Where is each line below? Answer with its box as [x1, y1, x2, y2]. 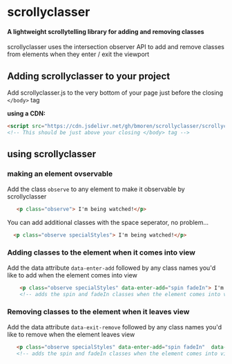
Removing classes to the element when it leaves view [7, 307, 190, 317]
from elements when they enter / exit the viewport [7, 50, 150, 59]
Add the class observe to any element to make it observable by [7, 185, 185, 193]
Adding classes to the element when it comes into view [7, 248, 195, 257]
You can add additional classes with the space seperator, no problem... [7, 218, 209, 226]
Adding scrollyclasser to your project [7, 70, 171, 82]
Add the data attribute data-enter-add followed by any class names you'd [7, 264, 216, 272]
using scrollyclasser [7, 148, 97, 160]
